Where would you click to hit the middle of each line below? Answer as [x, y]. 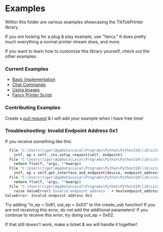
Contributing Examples [33, 107]
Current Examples [27, 69]
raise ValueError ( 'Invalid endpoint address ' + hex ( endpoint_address [87, 191]
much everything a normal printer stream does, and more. [63, 41]
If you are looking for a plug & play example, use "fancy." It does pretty [76, 36]
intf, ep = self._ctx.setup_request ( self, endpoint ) [68, 155]
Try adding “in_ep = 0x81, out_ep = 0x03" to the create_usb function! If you [80, 205]
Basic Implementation [34, 80]
